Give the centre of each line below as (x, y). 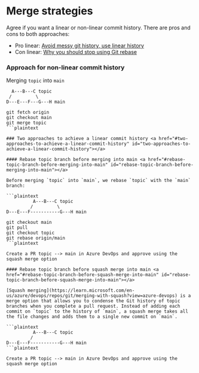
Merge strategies (50, 11)
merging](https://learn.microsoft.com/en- (81, 291)
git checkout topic (30, 233)
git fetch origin (28, 113)
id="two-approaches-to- (161, 144)
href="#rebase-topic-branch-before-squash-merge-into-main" (83, 275)
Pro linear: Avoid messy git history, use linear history (79, 46)
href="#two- (173, 139)
